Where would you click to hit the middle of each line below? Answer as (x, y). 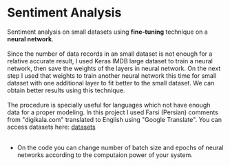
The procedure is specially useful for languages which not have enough (109, 105)
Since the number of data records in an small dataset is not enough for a (110, 54)
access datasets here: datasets (51, 127)
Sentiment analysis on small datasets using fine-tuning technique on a (107, 32)
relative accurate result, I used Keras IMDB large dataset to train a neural (110, 61)
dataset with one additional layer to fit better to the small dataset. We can (111, 83)
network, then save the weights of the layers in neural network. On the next (114, 68)
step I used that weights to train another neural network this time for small (112, 75)
